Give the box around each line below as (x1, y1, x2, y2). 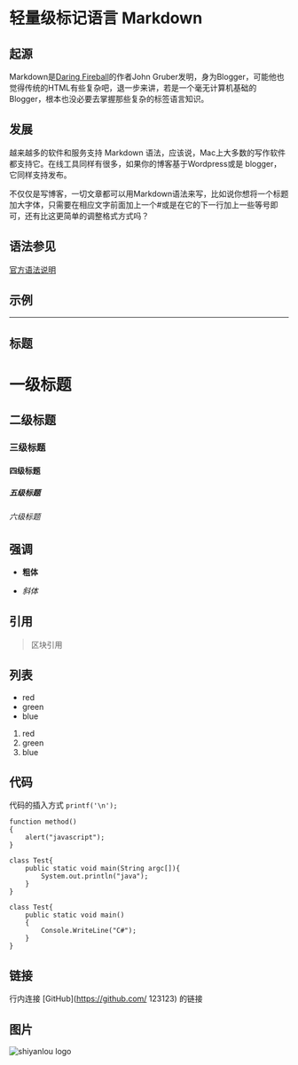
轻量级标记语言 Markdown (9, 8, 203, 28)
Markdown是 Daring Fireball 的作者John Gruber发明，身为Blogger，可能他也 (9, 72, 285, 82)
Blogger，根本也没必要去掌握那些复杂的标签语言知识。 (9, 94, 209, 104)
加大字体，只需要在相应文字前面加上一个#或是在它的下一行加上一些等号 (9, 199, 271, 209)
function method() (9, 817, 77, 826)
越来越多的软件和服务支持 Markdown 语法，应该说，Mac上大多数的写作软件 (9, 147, 286, 158)
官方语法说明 (9, 264, 56, 275)
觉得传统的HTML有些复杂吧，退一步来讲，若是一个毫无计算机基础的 (9, 83, 257, 93)
